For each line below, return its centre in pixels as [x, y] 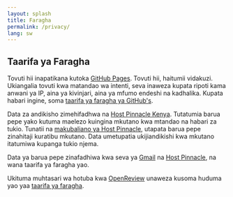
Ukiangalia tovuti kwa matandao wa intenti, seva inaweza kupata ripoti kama [117, 86]
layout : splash [29, 14]
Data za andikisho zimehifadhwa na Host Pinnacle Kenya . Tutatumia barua [114, 114]
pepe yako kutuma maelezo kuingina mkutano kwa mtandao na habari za [112, 122]
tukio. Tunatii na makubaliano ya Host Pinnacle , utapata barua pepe [104, 129]
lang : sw [20, 33]
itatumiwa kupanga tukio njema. [53, 144]
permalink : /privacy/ [39, 27]
